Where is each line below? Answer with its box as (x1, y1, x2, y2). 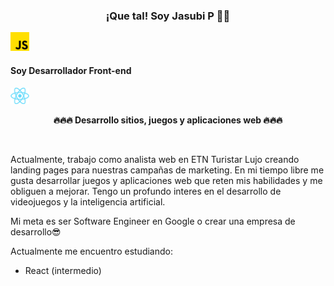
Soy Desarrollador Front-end (10, 64, 132, 76)
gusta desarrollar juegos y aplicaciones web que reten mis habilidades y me (10, 174, 323, 186)
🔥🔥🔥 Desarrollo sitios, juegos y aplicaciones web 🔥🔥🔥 (53, 114, 283, 126)
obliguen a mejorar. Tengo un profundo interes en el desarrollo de (10, 185, 282, 197)
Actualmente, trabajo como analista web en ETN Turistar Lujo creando (10, 153, 300, 165)
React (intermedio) (24, 264, 102, 276)
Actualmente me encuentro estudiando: (10, 245, 173, 257)
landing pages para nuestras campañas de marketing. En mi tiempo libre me (10, 164, 325, 176)
